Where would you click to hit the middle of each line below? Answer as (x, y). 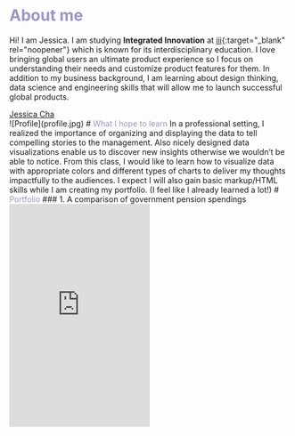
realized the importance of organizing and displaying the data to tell (133, 133)
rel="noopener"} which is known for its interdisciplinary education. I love (143, 49)
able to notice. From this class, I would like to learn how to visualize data (142, 161)
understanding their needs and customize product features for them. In (139, 69)
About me (46, 16)
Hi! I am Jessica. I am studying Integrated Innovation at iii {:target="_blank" (147, 40)
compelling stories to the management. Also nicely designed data (129, 142)
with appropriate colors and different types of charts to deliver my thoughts (147, 171)
